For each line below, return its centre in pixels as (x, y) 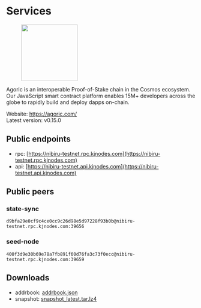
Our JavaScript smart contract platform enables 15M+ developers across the (101, 96)
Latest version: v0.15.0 (34, 120)
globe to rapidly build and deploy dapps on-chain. (68, 102)
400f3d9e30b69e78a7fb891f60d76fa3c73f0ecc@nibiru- (71, 254)
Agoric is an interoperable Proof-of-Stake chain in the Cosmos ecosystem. (98, 89)
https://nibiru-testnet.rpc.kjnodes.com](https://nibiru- (94, 153)
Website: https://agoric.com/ (42, 114)
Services (29, 11)
